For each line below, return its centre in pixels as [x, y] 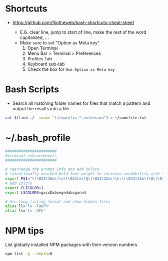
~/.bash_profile [38, 137]
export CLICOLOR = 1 [24, 188]
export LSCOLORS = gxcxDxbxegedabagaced [45, 193]
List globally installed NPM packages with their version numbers [71, 245]
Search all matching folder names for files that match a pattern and [81, 103]
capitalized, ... [34, 37]
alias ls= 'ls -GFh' [25, 211]
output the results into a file [40, 108]
